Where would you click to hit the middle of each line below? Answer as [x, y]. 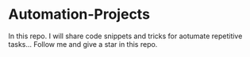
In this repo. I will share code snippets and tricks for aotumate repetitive [125, 36]
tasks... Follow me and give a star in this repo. [83, 44]
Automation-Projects [79, 14]
